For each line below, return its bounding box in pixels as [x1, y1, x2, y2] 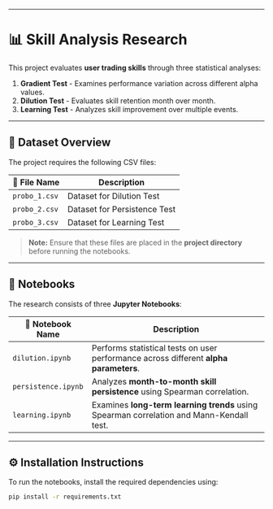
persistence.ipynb [12, 381, 84, 391]
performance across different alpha [91, 352, 228, 363]
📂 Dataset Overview [8, 136, 111, 150]
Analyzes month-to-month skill [91, 376, 217, 387]
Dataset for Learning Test [67, 216, 165, 228]
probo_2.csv [12, 204, 59, 214]
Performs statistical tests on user [91, 342, 218, 354]
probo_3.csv [12, 217, 59, 227]
